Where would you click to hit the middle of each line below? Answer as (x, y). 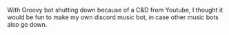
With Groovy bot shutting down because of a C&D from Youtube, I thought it (115, 10)
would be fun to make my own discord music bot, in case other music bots (113, 17)
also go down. (27, 24)
